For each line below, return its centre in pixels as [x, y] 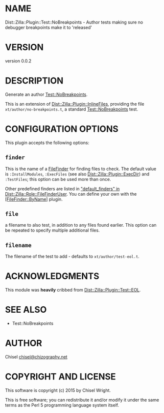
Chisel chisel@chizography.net [36, 357]
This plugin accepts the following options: [47, 143]
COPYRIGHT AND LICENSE [60, 377]
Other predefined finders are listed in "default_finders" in [62, 189]
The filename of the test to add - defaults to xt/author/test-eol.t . [72, 257]
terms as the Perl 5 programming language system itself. [62, 405]
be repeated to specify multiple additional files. [52, 230]
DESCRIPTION [34, 81]
